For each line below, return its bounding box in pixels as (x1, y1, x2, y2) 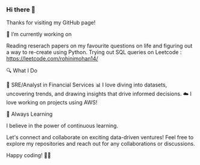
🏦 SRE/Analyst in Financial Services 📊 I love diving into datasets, (6, 81, 167, 89)
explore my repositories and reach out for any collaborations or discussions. (6, 140, 195, 148)
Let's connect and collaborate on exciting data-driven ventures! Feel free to (6, 134, 194, 141)
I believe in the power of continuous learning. (6, 122, 119, 130)
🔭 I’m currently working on (6, 31, 72, 38)
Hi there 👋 (6, 5, 36, 14)
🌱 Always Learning (6, 110, 53, 118)
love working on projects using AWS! (6, 99, 98, 106)
